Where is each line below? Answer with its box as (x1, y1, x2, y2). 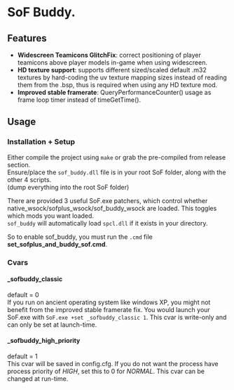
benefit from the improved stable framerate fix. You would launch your (7, 305, 210, 313)
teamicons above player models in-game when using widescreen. (17, 58, 208, 67)
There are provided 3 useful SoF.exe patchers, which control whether (7, 196, 208, 204)
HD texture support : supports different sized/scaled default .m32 (17, 66, 207, 74)
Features (7, 32, 47, 44)
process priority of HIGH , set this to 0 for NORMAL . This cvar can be (7, 367, 205, 376)
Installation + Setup (7, 137, 76, 147)
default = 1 (7, 352, 38, 360)
